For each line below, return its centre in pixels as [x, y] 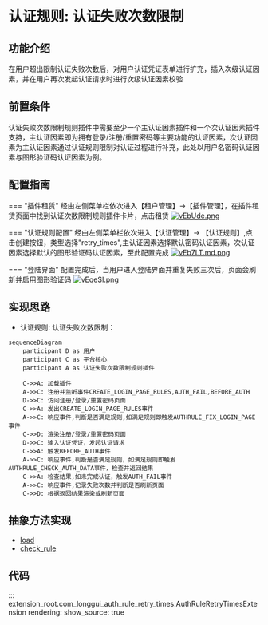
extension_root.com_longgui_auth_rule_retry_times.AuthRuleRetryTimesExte [133, 604]
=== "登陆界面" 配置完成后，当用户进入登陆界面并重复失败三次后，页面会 [129, 269]
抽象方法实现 [40, 520]
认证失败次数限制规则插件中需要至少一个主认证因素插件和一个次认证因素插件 [134, 127]
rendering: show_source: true [76, 612]
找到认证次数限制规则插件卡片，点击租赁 [102, 216]
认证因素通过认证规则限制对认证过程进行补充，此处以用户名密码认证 [141, 147]
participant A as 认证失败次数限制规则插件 [89, 368]
